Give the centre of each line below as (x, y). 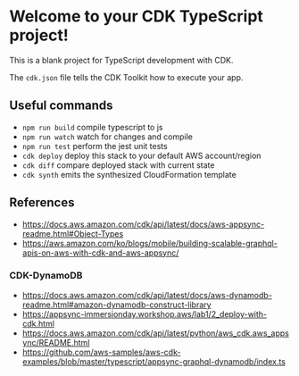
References (42, 203)
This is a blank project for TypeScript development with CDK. (121, 60)
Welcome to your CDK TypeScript (136, 17)
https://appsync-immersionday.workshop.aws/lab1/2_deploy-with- (145, 313)
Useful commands (61, 106)
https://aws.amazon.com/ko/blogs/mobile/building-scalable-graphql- (150, 243)
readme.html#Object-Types (73, 233)
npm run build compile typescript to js (92, 127)
